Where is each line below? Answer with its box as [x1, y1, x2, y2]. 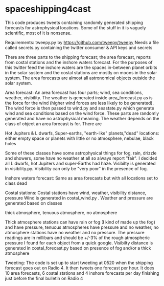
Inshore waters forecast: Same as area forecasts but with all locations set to [5, 175, 158, 181]
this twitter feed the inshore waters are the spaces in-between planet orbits [5, 65, 158, 70]
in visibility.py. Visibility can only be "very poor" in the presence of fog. [5, 165, 148, 172]
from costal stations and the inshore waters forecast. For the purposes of [5, 59, 153, 65]
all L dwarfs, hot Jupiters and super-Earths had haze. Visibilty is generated [5, 160, 156, 166]
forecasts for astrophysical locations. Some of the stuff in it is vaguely [5, 24, 146, 30]
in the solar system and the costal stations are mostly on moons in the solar [5, 69, 158, 75]
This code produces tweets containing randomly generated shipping [5, 20, 143, 25]
